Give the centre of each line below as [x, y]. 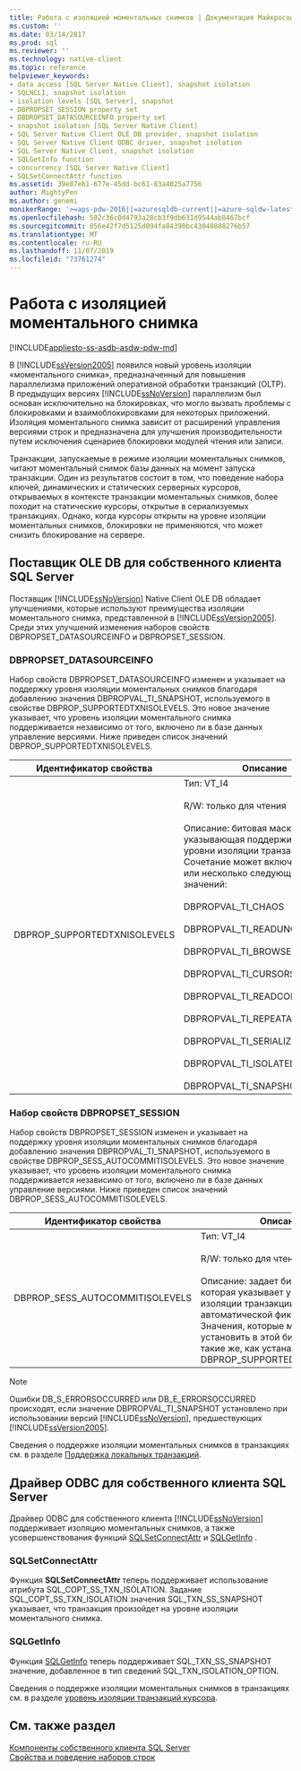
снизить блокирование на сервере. [77, 534]
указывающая [214, 839]
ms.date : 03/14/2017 [48, 34]
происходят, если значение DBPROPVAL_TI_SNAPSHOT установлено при [149, 1409]
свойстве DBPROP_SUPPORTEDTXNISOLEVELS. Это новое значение [140, 708]
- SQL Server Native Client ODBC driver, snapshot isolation [126, 143]
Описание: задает [240, 1281]
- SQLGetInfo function [52, 159]
